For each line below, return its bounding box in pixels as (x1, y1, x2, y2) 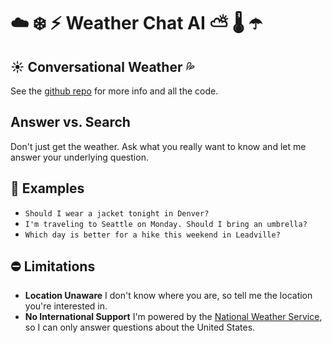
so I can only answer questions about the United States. (24, 321, 256, 334)
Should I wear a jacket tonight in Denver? (24, 208, 210, 219)
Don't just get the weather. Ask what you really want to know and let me (10, 140, 307, 152)
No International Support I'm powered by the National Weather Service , (24, 311, 323, 323)
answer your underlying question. (10, 151, 149, 163)
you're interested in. (24, 300, 108, 312)
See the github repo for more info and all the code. (10, 85, 219, 97)
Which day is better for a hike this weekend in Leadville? (24, 230, 281, 240)
